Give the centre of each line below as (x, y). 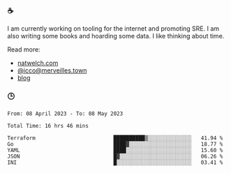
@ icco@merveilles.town (52, 70)
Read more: (24, 50)
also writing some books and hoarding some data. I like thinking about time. (116, 36)
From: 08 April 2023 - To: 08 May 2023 (65, 114)
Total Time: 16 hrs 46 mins (48, 126)
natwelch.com (38, 63)
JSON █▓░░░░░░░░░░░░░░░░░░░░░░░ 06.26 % (115, 156)
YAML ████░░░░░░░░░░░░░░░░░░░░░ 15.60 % (115, 150)
